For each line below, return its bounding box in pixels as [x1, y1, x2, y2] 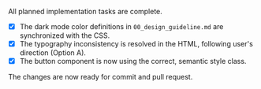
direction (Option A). [19, 48, 87, 57]
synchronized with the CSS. [19, 31, 110, 40]
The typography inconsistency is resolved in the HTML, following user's [19, 39, 254, 49]
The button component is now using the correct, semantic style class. [19, 57, 247, 66]
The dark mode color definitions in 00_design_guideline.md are [19, 22, 224, 31]
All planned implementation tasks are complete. [8, 7, 163, 16]
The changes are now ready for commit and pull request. [8, 72, 193, 82]
